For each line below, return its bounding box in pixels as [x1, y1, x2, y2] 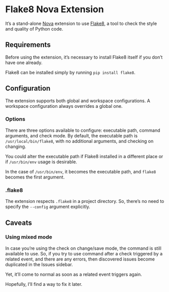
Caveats [5, 218, 32, 227]
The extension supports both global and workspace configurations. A [5, 98, 151, 104]
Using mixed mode [5, 233, 52, 241]
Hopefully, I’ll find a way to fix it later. [5, 281, 83, 287]
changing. [5, 143, 26, 150]
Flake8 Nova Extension [5, 4, 104, 15]
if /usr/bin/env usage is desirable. [5, 159, 78, 165]
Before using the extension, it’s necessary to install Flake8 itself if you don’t [5, 54, 163, 60]
